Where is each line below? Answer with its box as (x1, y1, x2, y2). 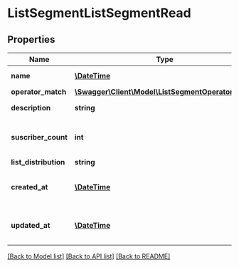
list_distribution (11, 157, 65, 167)
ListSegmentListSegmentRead (7, 5, 191, 21)
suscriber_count (11, 132, 68, 142)
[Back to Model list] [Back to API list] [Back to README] (7, 252, 171, 261)
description (11, 103, 51, 112)
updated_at (11, 221, 51, 230)
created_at (11, 182, 48, 192)
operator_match (11, 87, 67, 97)
